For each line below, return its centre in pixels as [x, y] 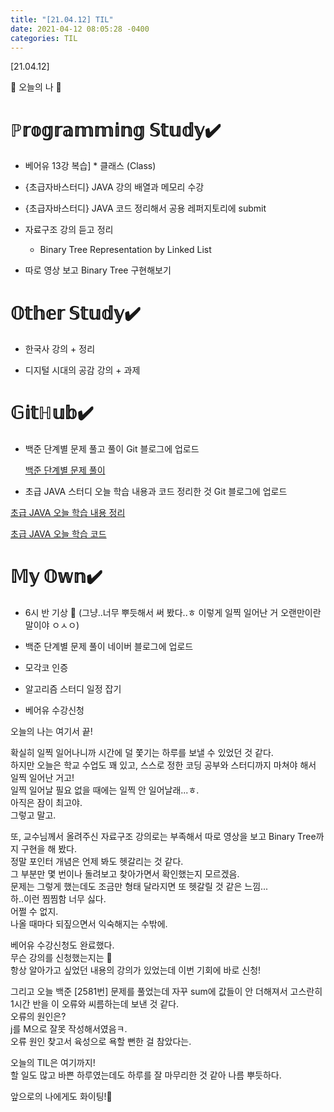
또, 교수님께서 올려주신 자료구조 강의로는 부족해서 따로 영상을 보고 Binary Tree [163, 837]
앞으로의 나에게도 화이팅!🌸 [61, 1097]
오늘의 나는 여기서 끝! [51, 732]
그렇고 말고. [33, 815]
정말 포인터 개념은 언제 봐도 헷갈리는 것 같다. [97, 862]
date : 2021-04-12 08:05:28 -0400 [80, 29]
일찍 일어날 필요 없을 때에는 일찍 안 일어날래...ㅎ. [105, 790]
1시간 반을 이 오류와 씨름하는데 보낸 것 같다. [95, 1004]
